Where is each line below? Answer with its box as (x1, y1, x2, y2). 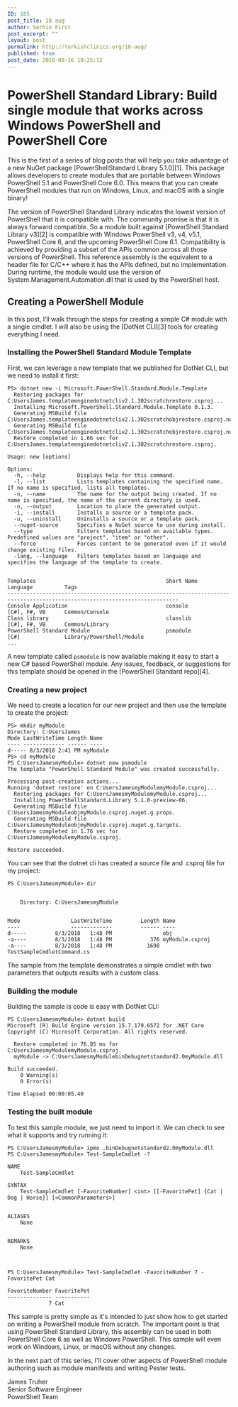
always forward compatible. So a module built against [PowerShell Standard (7, 222, 229, 231)
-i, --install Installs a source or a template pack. (13, 509, 195, 516)
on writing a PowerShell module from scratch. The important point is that (7, 1320, 220, 1328)
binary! (7, 193, 28, 202)
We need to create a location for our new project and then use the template (7, 701, 227, 710)
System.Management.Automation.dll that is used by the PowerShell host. (7, 275, 220, 284)
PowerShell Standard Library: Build (7, 87, 217, 103)
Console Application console (7, 602, 189, 609)
